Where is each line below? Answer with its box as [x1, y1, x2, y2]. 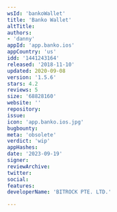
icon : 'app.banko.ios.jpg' [7, 118, 84, 126]
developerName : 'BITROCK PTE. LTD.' [7, 189, 112, 196]
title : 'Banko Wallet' [7, 16, 72, 23]
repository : [7, 106, 41, 113]
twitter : [7, 169, 32, 176]
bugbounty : [7, 125, 38, 132]
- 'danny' [7, 36, 36, 43]
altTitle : [7, 23, 36, 30]
